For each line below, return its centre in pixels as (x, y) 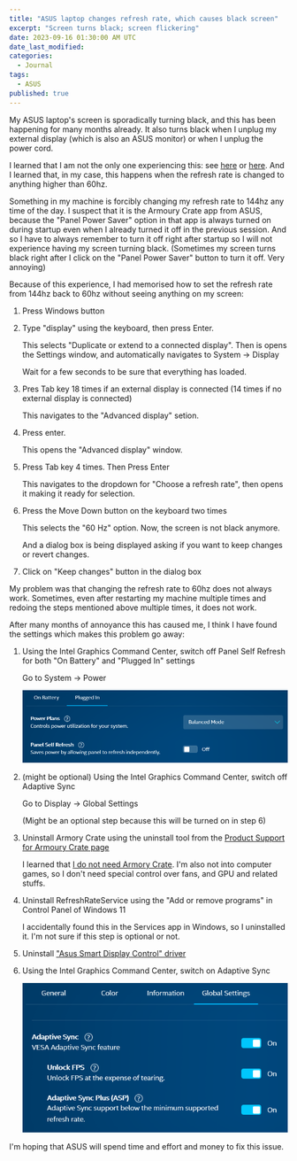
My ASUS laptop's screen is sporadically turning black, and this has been (142, 120)
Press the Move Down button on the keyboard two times (124, 510)
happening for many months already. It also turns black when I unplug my (143, 129)
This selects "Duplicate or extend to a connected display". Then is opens (154, 344)
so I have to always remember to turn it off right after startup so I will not (141, 238)
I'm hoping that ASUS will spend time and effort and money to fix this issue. (147, 1146)
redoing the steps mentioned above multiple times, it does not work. (133, 608)
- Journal (35, 66)
